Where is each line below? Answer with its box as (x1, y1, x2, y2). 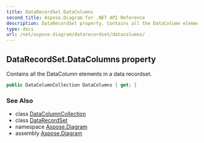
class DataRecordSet (15, 117, 68, 124)
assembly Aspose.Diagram (15, 130, 83, 137)
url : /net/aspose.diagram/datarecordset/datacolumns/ (6, 32, 146, 38)
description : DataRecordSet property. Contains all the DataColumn (6, 20, 181, 26)
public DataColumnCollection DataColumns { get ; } (6, 82, 137, 88)
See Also (6, 96, 33, 105)
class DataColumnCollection (15, 110, 86, 117)
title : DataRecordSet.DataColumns (6, 9, 94, 15)
